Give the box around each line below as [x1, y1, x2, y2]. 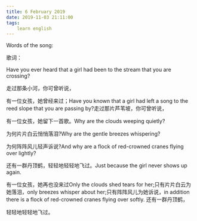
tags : [6, 20, 20, 26]
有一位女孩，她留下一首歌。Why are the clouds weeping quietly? [6, 118, 165, 125]
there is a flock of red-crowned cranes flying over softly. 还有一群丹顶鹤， [6, 196, 188, 203]
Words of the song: [6, 42, 54, 49]
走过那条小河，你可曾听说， [6, 85, 75, 92]
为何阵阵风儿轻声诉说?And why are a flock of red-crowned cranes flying [6, 143, 184, 150]
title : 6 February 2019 [6, 8, 66, 15]
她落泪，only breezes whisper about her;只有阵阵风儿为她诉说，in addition [6, 189, 190, 196]
